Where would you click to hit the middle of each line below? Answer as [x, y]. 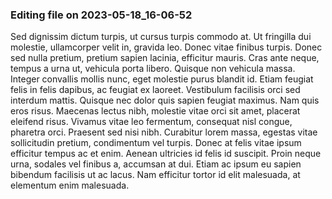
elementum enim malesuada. [70, 185]
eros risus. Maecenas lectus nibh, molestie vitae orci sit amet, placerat [155, 111]
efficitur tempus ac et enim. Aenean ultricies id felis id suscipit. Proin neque [166, 154]
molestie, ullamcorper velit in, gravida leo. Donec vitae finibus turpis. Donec [166, 47]
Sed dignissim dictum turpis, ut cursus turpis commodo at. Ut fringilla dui [161, 37]
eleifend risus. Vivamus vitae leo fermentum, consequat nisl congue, [151, 122]
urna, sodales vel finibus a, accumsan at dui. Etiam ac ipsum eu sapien [156, 164]
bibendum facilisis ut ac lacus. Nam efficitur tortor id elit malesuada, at [155, 175]
